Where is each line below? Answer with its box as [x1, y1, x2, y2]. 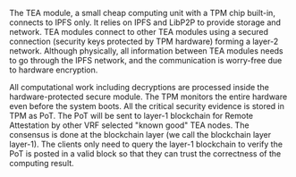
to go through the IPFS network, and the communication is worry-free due [9, 55, 283, 65]
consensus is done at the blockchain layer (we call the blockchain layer [9, 130, 271, 139]
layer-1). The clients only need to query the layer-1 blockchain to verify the [9, 139, 283, 149]
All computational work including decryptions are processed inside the [9, 82, 270, 92]
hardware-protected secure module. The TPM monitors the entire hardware [9, 91, 288, 102]
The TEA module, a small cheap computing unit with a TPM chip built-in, [9, 8, 275, 18]
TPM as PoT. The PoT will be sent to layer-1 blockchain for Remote [9, 111, 254, 121]
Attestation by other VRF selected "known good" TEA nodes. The [9, 120, 249, 131]
